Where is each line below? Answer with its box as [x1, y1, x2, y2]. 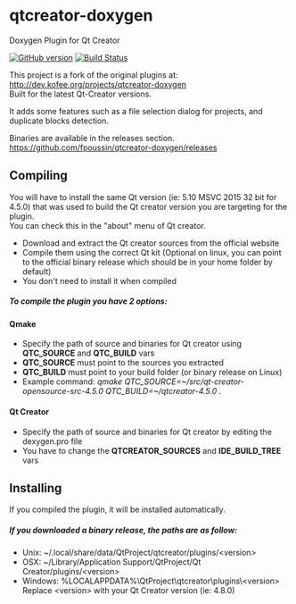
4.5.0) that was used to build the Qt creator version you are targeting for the [9, 201, 288, 212]
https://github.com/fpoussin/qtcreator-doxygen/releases [9, 142, 218, 153]
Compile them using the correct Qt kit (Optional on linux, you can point [21, 247, 282, 257]
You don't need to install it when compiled [21, 275, 177, 286]
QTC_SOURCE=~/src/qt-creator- [124, 376, 245, 387]
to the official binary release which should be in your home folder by [21, 256, 274, 267]
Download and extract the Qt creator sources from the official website [21, 238, 279, 248]
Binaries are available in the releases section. [9, 132, 176, 143]
